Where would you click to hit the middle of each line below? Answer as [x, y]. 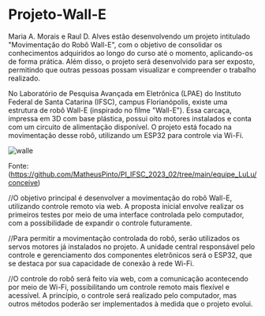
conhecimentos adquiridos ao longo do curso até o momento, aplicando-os [131, 53]
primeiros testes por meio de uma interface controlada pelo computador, [126, 214]
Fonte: [19, 165]
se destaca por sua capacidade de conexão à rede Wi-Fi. [101, 263]
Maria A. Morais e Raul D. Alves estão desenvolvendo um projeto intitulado [129, 36]
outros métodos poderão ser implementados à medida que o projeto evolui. [131, 303]
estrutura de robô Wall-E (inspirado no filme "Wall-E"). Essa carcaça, [120, 110]
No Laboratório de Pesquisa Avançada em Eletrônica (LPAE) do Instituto [125, 93]
